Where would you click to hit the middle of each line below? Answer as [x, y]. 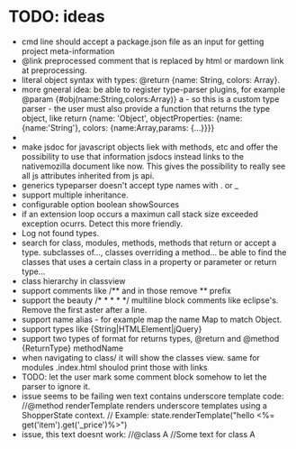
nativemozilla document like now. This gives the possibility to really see [153, 166]
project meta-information [68, 50]
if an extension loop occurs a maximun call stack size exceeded [139, 214]
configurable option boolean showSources [100, 204]
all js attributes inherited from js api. [88, 175]
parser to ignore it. [56, 386]
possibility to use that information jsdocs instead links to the [133, 156]
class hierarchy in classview [73, 280]
